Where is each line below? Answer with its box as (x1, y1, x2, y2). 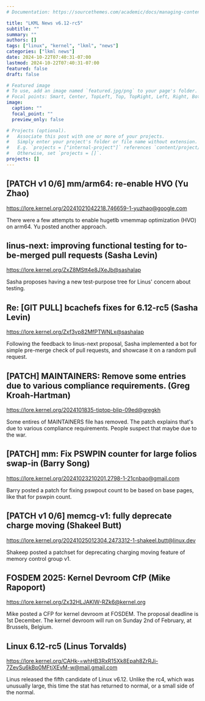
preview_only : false (12, 116, 64, 122)
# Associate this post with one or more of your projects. (6, 133, 165, 140)
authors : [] (6, 37, 37, 43)
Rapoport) (6, 582, 46, 593)
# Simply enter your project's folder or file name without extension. (6, 139, 198, 145)
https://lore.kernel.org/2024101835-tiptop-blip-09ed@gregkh (6, 407, 161, 413)
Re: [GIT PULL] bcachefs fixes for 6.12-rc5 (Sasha (6, 302, 198, 313)
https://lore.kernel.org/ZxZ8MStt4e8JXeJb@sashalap (6, 266, 142, 274)
